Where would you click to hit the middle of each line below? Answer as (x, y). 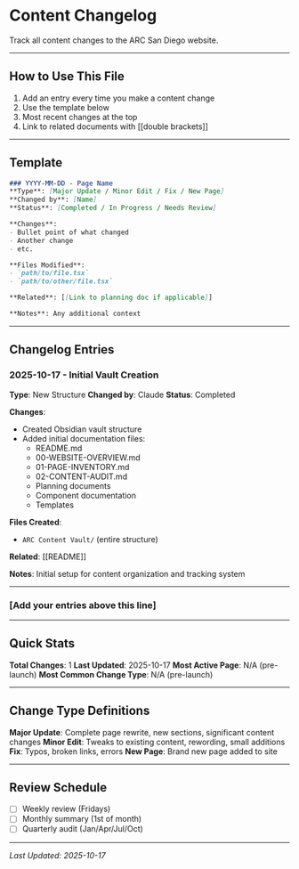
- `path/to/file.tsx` (49, 273)
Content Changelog (83, 16)
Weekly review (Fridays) (66, 809)
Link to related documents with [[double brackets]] (115, 126)
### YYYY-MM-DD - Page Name (61, 183)
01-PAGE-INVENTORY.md (82, 467)
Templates (54, 505)
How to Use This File (67, 77)
